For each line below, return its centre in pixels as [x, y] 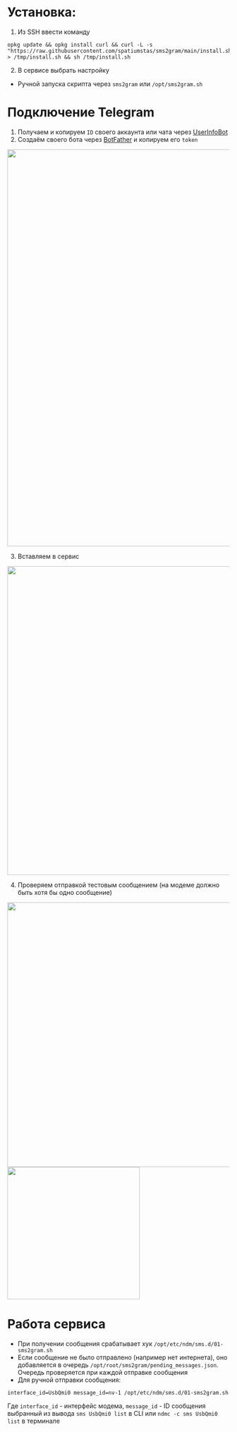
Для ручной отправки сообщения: [69, 1380]
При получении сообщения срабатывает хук [85, 1343]
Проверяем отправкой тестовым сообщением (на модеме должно [119, 885]
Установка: [42, 12]
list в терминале [34, 1421]
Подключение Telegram [81, 113]
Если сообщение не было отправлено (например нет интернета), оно [122, 1357]
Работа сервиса [56, 1324]
